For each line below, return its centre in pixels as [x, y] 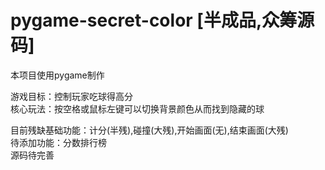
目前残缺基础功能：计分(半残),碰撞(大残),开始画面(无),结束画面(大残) [149, 130]
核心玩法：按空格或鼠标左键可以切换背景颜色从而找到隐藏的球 [137, 108]
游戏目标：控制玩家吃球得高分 [71, 96]
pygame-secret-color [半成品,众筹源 [162, 20]
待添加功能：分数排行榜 [58, 142]
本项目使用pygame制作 [57, 75]
